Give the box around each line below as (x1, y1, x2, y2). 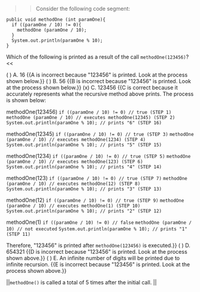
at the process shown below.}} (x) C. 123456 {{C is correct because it (6, 84, 178, 91)
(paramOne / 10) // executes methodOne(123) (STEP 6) (6, 159, 144, 165)
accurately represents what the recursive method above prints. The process (6, 90, 194, 98)
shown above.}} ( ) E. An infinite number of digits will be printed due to (6, 254, 180, 261)
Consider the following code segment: (35, 5, 131, 12)
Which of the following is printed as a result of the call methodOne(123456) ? (6, 53, 189, 60)
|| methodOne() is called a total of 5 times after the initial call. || (6, 279, 157, 286)
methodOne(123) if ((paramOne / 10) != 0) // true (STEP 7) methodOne (6, 175, 187, 181)
